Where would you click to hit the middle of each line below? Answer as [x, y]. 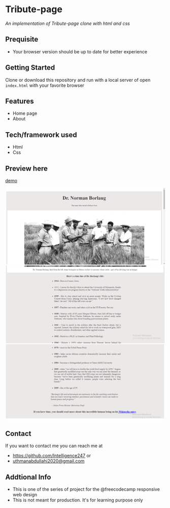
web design [25, 495]
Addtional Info [28, 477]
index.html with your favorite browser [45, 85]
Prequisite [22, 39]
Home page [25, 113]
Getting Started [30, 68]
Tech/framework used [41, 135]
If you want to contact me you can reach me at [54, 446]
